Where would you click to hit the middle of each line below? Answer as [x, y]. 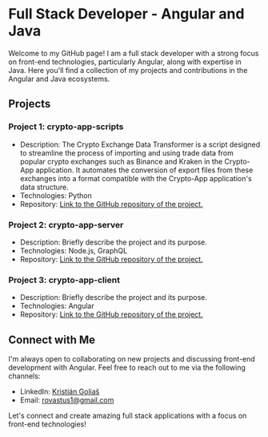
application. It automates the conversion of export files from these [144, 170]
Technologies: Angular [57, 306]
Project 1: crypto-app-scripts [66, 127]
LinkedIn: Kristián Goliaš [60, 392]
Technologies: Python [56, 195]
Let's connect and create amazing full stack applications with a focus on [128, 416]
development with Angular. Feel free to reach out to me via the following [127, 368]
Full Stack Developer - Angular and [126, 14]
